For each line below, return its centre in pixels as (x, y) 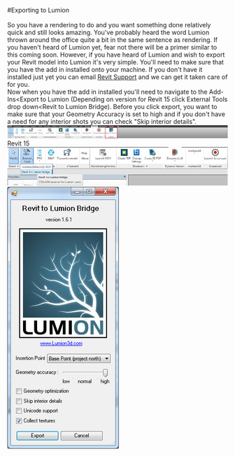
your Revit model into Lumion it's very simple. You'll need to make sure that (115, 62)
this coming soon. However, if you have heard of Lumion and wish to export (116, 55)
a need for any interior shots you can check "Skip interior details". (102, 121)
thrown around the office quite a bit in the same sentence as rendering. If (113, 40)
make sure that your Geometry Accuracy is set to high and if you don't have (116, 114)
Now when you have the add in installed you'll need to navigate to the (107, 92)
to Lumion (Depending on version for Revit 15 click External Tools (134, 99)
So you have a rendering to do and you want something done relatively (109, 25)
